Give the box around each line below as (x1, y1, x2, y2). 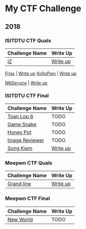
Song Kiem (7, 145, 33, 152)
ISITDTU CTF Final (5, 92, 49, 99)
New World (7, 216, 33, 223)
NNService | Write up (5, 80, 48, 86)
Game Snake (7, 121, 37, 128)
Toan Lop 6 (7, 113, 34, 120)
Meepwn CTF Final (5, 195, 50, 202)
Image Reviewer (7, 137, 44, 144)
